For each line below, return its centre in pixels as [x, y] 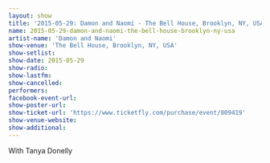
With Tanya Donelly [41, 150]
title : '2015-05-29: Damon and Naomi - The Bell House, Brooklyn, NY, [129, 23]
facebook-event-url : [43, 98]
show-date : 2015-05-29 [46, 61]
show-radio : [28, 68]
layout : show [30, 16]
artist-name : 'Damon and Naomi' [62, 38]
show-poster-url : [37, 105]
